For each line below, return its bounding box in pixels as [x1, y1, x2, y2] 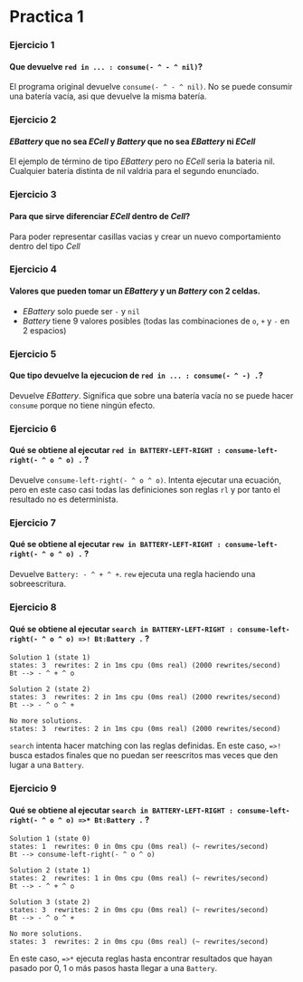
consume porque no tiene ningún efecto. [9, 400, 156, 410]
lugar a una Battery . [9, 759, 84, 771]
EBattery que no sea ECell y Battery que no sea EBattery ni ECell [9, 136, 256, 147]
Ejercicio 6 [9, 422, 57, 435]
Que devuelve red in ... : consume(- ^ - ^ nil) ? [9, 61, 204, 72]
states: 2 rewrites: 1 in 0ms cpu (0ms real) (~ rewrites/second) [9, 874, 270, 883]
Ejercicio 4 [9, 263, 57, 275]
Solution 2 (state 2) [9, 685, 91, 694]
